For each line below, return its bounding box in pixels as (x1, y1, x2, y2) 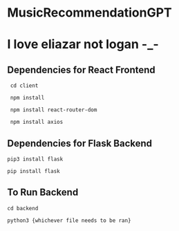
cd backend (7, 205, 39, 212)
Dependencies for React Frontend (7, 64, 156, 75)
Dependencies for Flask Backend (7, 137, 153, 149)
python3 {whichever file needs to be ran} (7, 216, 131, 224)
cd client (10, 82, 39, 89)
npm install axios (10, 119, 64, 126)
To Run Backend (7, 187, 79, 198)
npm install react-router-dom (10, 107, 97, 113)
